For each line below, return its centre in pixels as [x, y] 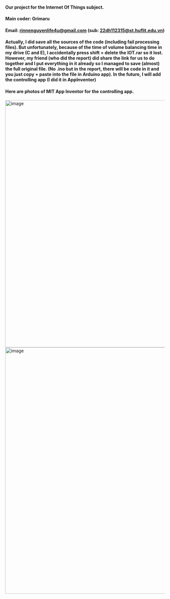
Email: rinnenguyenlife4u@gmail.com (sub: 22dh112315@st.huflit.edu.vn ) [85, 30]
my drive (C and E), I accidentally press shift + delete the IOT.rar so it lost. [84, 53]
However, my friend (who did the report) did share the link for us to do [80, 58]
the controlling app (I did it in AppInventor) [51, 80]
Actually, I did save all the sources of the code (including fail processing [82, 42]
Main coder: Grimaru [28, 19]
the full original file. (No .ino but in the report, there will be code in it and [82, 69]
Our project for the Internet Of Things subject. [55, 7]
